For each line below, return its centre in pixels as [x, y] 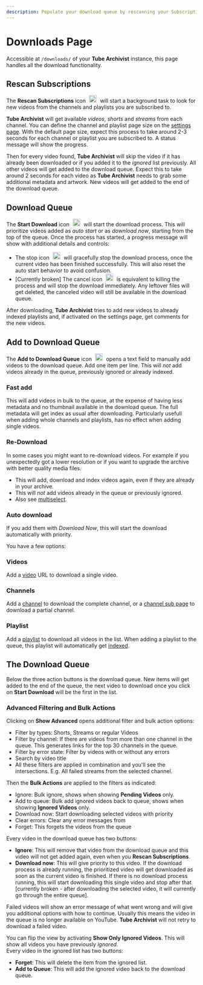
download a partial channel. [41, 610]
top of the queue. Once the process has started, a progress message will [97, 237]
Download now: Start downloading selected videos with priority [94, 814]
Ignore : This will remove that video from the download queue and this [102, 850]
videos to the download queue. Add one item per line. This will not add [94, 365]
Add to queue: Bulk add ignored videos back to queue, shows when [99, 801]
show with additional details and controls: [58, 244]
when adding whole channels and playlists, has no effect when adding [94, 420]
